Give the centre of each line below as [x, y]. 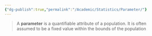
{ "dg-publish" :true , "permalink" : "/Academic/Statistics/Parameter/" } [76, 9]
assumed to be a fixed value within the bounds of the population [81, 28]
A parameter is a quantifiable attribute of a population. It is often [81, 23]
